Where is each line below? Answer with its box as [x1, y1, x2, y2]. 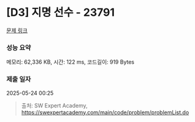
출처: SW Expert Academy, [21, 101, 88, 109]
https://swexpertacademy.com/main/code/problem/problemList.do [21, 109, 190, 116]
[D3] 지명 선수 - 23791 [6, 5, 115, 19]
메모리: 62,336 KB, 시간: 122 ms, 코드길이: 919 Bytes [6, 58, 135, 66]
